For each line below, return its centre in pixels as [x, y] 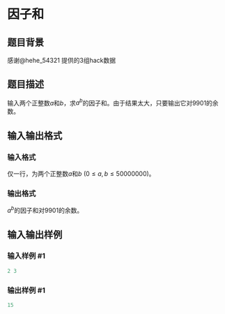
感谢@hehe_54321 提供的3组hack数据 [62, 60]
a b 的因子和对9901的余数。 [45, 210]
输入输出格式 [35, 136]
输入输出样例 [35, 234]
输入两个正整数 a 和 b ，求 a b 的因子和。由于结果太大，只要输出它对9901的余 [113, 102]
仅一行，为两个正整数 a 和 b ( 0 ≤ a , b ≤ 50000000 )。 [81, 174]
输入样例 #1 [26, 256]
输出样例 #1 [26, 290]
